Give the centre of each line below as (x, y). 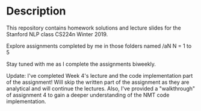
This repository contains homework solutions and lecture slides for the (94, 28)
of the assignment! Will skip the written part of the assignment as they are (98, 82)
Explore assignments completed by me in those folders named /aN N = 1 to (99, 46)
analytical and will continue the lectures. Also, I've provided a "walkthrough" (101, 88)
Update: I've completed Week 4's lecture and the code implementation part (100, 75)
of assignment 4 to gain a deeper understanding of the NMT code (88, 95)
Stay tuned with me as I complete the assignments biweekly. (81, 64)
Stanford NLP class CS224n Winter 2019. (57, 34)
